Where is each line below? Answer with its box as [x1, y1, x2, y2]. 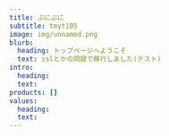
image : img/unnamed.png [9, 30, 98, 38]
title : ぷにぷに [9, 13, 64, 22]
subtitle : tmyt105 [9, 21, 78, 30]
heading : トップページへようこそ [17, 47, 127, 55]
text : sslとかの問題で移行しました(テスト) [17, 55, 162, 64]
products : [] [9, 88, 58, 97]
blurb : [9, 38, 34, 47]
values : [9, 96, 38, 106]
